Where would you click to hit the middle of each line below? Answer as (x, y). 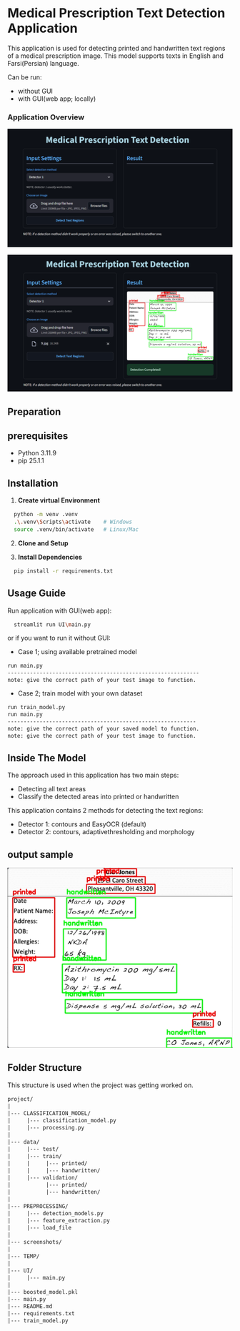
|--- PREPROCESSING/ (38, 1206)
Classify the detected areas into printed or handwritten (98, 797)
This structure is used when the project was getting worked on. (101, 1085)
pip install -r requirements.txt (64, 571)
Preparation (34, 411)
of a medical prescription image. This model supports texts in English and (115, 56)
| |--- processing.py (46, 1127)
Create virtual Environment (59, 500)
